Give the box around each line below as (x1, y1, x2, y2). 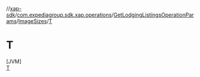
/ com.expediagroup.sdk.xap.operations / (14, 11, 114, 18)
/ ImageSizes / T (16, 18, 53, 24)
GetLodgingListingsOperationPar (113, 11, 194, 18)
